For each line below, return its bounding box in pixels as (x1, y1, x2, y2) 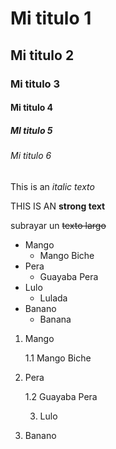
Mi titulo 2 (10, 47, 75, 64)
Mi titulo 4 (10, 102, 54, 114)
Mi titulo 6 (10, 150, 52, 162)
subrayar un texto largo (10, 219, 107, 231)
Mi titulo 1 (10, 7, 92, 30)
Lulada (39, 292, 68, 304)
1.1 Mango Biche (24, 352, 92, 364)
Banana (39, 313, 72, 325)
